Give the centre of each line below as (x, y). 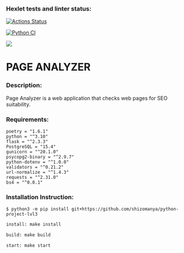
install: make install (34, 224)
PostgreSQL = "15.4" (31, 147)
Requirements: (27, 120)
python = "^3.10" (27, 137)
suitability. (18, 104)
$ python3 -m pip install (37, 209)
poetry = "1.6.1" (27, 132)
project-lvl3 (22, 215)
